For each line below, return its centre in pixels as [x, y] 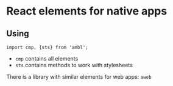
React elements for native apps [87, 11]
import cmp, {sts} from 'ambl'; [47, 47]
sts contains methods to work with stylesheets [74, 65]
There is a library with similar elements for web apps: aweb [79, 77]
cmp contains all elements [47, 58]
